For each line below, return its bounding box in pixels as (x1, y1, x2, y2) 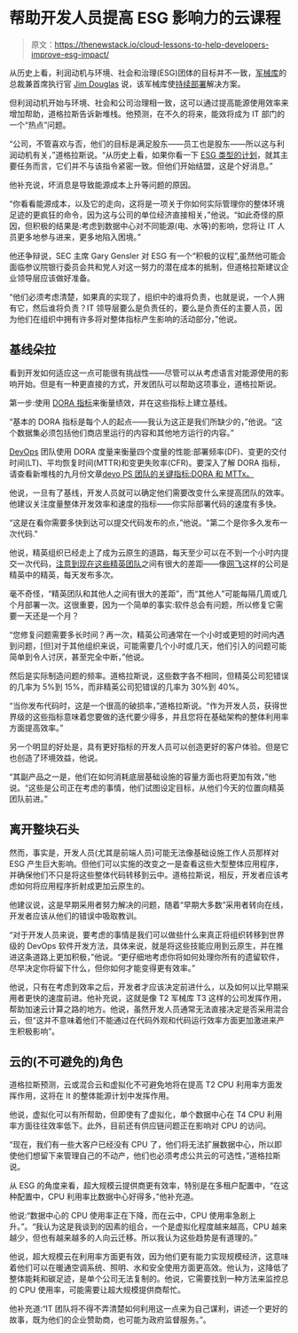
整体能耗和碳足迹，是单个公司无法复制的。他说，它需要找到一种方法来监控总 (9, 1274, 289, 1284)
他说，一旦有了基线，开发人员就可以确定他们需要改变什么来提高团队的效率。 (9, 487, 289, 498)
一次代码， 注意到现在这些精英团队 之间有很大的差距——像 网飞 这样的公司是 (16, 558, 289, 569)
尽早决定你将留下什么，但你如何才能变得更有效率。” (9, 962, 196, 973)
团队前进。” (9, 793, 49, 804)
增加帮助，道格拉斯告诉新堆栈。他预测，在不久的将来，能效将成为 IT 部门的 (9, 108, 286, 119)
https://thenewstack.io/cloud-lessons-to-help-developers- (54, 39, 270, 50)
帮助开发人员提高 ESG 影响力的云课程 (9, 8, 281, 28)
